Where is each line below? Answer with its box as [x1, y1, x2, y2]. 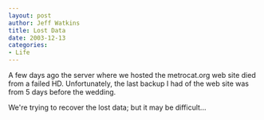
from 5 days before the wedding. [8, 87, 116, 96]
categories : [8, 41, 48, 49]
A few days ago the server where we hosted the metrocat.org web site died [8, 71, 257, 79]
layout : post [8, 11, 52, 20]
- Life [8, 48, 30, 56]
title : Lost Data [8, 26, 66, 34]
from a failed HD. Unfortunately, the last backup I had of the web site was [8, 79, 250, 88]
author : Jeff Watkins [8, 19, 81, 27]
